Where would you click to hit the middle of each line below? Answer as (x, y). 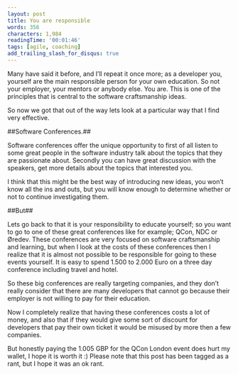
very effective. (28, 117)
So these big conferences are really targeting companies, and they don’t (113, 283)
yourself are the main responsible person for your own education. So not (114, 81)
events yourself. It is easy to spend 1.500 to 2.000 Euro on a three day (110, 262)
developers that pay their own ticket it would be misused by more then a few (119, 327)
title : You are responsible (49, 21)
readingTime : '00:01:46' (44, 40)
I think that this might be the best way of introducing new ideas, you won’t (115, 181)
